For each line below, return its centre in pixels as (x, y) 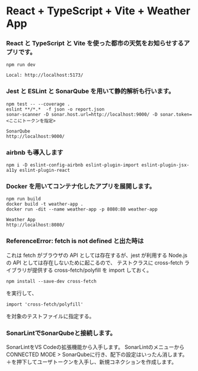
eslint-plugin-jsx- (165, 165)
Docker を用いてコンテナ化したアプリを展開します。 (81, 186)
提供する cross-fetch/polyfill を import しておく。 (92, 270)
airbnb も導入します (35, 152)
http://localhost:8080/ (36, 225)
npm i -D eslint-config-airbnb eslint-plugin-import (73, 165)
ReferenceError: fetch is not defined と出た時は (75, 241)
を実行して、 (22, 293)
